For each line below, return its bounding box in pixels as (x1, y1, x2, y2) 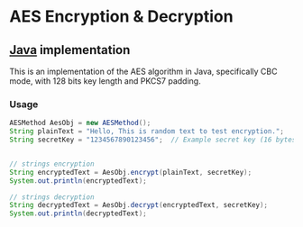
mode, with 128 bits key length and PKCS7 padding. (9, 76, 201, 86)
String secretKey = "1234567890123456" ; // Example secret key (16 (9, 135, 272, 145)
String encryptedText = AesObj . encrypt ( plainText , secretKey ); (9, 168, 252, 177)
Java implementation (9, 42, 131, 58)
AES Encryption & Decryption (9, 6, 234, 27)
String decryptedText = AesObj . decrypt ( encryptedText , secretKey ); (9, 201, 269, 210)
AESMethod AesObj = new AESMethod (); (9, 119, 151, 128)
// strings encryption (9, 159, 95, 168)
